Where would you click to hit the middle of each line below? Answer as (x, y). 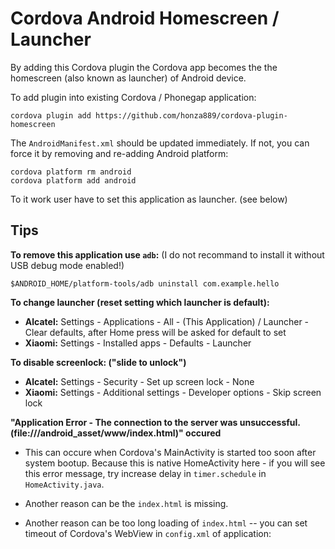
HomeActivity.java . (64, 484)
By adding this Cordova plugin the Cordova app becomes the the (144, 67)
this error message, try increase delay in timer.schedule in (145, 473)
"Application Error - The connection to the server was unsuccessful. (155, 422)
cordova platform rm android (71, 172)
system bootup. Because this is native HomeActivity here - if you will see (175, 463)
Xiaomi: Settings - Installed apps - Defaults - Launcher (138, 343)
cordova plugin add (51, 115)
